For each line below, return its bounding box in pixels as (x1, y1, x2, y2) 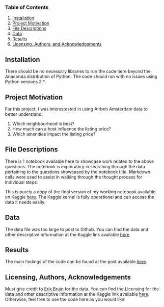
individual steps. (5, 179, 38, 185)
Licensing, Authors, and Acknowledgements (12, 41, 102, 47)
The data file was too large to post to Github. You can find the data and (5, 226, 149, 232)
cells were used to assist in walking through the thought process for (5, 174, 142, 180)
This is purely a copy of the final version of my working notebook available (5, 188, 156, 195)
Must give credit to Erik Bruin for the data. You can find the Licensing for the (5, 286, 159, 292)
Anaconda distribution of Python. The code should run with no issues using (5, 74, 158, 79)
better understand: (5, 111, 43, 117)
